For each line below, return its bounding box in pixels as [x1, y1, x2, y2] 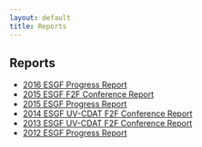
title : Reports [9, 22, 67, 31]
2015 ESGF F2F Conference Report [22, 89, 155, 100]
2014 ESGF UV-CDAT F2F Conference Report [22, 108, 193, 119]
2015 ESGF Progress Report [22, 99, 127, 110]
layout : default [9, 13, 71, 23]
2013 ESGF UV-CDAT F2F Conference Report [22, 118, 193, 129]
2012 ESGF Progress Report [22, 128, 127, 139]
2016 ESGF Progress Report [22, 79, 127, 91]
